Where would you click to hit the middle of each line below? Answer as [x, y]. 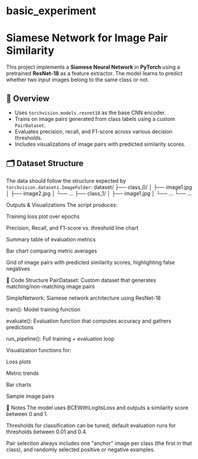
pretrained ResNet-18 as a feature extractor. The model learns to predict [95, 74]
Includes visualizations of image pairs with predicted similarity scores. [100, 144]
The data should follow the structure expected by [66, 181]
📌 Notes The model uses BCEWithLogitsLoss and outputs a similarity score [97, 407]
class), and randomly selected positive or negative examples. [81, 450]
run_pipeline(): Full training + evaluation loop [60, 339]
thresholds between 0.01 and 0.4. [47, 432]
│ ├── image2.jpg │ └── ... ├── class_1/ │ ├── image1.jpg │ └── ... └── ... [99, 193]
